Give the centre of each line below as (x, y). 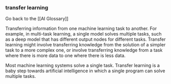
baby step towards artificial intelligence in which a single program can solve (85, 71)
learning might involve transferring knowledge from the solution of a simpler (85, 45)
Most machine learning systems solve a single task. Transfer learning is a (83, 66)
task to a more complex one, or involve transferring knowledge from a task (84, 50)
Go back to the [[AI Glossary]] (37, 19)
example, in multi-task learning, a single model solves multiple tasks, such (83, 34)
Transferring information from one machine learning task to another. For (81, 29)
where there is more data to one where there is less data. (66, 55)
